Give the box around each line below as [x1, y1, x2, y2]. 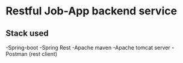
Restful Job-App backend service [5, 4, 178, 18]
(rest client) [28, 50, 58, 58]
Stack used [5, 28, 49, 38]
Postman [5, 50, 28, 58]
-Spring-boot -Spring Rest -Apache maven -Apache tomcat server [5, 44, 171, 51]
